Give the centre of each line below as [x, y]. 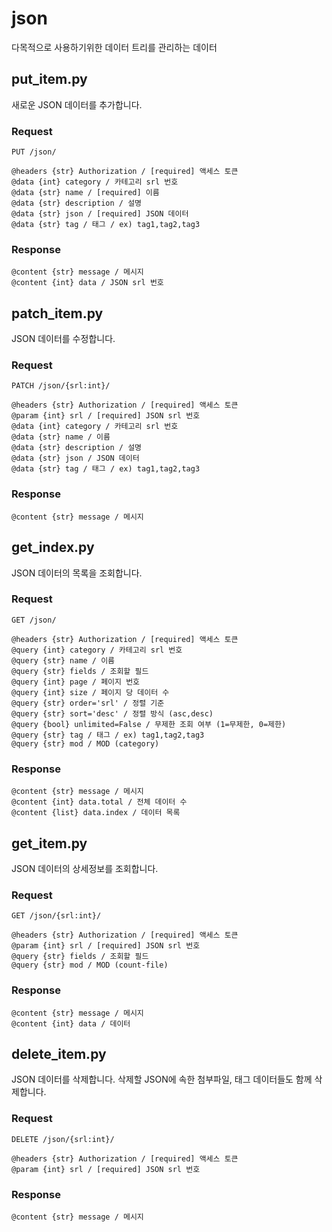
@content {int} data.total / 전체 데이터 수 [99, 802]
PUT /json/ [34, 152]
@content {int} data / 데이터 [71, 1023]
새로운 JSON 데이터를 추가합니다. [77, 104]
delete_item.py [59, 1053]
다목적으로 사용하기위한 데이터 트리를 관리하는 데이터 [114, 47]
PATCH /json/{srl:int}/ [61, 386]
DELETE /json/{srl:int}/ [63, 1139]
